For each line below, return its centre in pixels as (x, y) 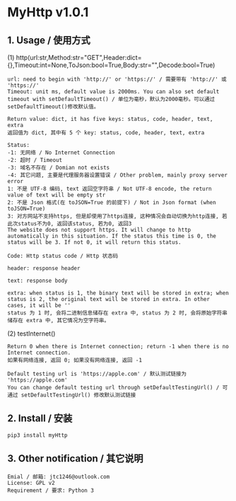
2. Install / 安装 (40, 419)
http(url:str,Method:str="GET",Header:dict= (79, 58)
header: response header (44, 269)
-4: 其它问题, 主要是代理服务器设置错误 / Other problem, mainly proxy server (118, 175)
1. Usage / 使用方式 (49, 40)
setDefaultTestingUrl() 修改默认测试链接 (78, 395)
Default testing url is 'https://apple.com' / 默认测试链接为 (97, 374)
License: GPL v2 (31, 483)
